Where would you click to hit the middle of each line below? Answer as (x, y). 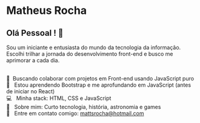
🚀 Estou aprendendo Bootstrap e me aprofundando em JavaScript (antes (99, 85)
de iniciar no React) (31, 91)
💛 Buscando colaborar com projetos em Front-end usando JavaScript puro (100, 78)
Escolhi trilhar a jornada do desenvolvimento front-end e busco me (90, 54)
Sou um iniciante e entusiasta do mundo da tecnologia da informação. (94, 47)
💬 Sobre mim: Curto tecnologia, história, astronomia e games (84, 107)
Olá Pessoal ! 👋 (35, 33)
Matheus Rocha (46, 11)
